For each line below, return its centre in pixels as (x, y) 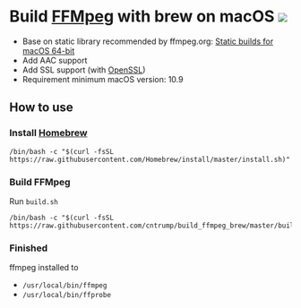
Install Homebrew (48, 133)
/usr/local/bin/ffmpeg (64, 286)
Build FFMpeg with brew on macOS (142, 17)
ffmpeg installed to (44, 268)
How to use (41, 108)
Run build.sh (34, 201)
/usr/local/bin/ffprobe (67, 295)
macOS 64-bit (48, 50)
